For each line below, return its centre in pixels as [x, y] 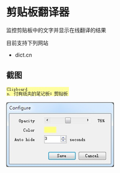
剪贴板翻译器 [38, 12]
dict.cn [23, 55]
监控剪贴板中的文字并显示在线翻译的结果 [56, 30]
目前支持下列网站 [27, 43]
